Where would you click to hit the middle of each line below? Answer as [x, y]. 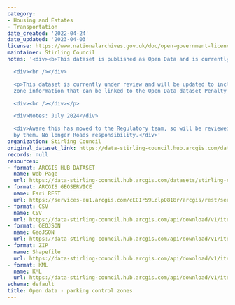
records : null [28, 154]
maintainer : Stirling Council [51, 53]
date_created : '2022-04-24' [48, 33]
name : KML [28, 271]
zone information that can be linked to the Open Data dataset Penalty [120, 91]
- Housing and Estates [40, 20]
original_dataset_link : [42, 148]
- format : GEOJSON [34, 226]
